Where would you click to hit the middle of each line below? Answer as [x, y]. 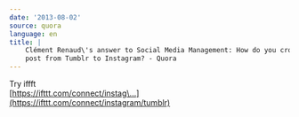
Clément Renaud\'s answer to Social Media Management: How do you [151, 51]
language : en [33, 34]
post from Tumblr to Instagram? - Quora [101, 58]
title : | [25, 42]
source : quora [36, 26]
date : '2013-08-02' [45, 17]
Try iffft [23, 84]
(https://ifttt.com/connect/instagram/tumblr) [90, 102]
